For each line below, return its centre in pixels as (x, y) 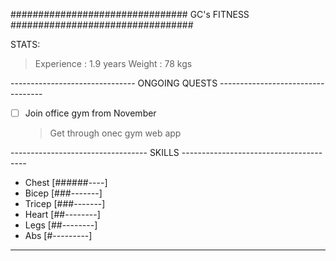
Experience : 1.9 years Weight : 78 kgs (113, 63)
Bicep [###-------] (63, 193)
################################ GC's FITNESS (130, 14)
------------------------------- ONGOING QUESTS (114, 83)
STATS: (25, 44)
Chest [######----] (66, 183)
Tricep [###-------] (65, 204)
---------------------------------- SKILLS (95, 153)
